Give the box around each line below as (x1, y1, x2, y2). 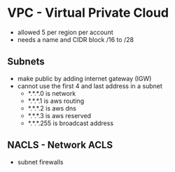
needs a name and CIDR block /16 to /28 (17, 35, 134, 43)
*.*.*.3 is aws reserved (27, 111, 92, 120)
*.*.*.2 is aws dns (27, 103, 77, 113)
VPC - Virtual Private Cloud (7, 5, 169, 21)
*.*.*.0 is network (27, 89, 76, 97)
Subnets (7, 56, 45, 68)
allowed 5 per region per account (17, 28, 113, 36)
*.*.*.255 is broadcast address (27, 119, 114, 127)
